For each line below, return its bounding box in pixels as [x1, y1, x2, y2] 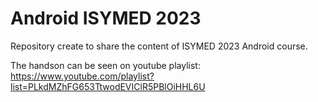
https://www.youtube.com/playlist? [10, 70, 155, 82]
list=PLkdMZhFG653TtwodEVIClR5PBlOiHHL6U [10, 80, 206, 92]
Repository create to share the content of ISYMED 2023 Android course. [10, 40, 308, 52]
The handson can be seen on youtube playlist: [10, 59, 201, 71]
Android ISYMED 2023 [10, 7, 202, 30]
